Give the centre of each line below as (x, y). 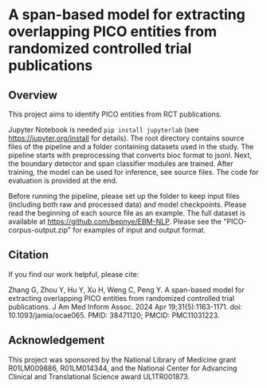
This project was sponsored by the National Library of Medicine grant (122, 359)
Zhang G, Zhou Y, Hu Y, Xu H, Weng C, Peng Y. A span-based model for (126, 290)
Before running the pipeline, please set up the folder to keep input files (124, 196)
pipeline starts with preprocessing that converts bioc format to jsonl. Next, (130, 155)
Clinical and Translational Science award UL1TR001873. (99, 376)
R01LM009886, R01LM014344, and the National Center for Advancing (123, 368)
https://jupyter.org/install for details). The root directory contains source (126, 138)
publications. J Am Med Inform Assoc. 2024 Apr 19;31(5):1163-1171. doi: (126, 307)
